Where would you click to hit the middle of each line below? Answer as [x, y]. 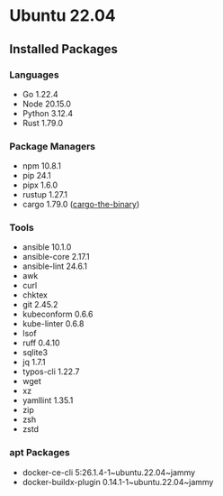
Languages [35, 75]
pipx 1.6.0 [40, 185]
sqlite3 [35, 353]
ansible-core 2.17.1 [56, 257]
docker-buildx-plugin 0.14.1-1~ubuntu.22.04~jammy [118, 482]
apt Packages [40, 453]
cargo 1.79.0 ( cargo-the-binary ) [81, 205]
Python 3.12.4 [48, 113]
